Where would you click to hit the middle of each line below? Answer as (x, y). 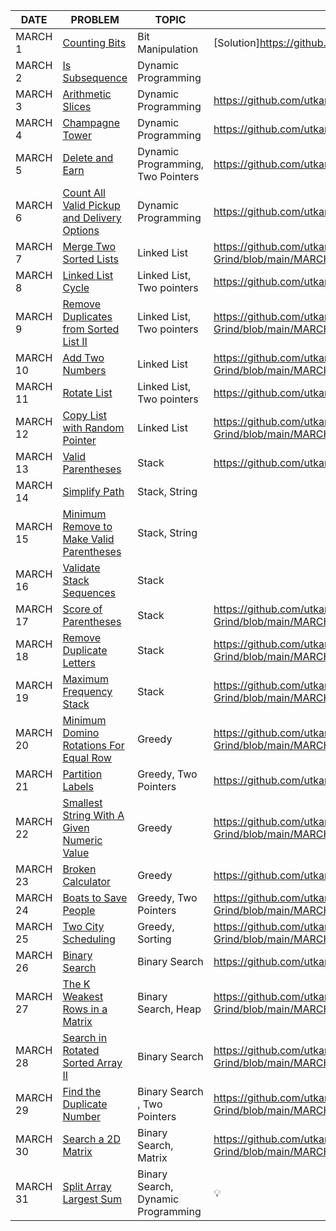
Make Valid (88, 539)
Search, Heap (169, 1009)
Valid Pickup (91, 205)
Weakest (83, 996)
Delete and (88, 157)
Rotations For (93, 745)
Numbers (84, 370)
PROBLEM (95, 19)
